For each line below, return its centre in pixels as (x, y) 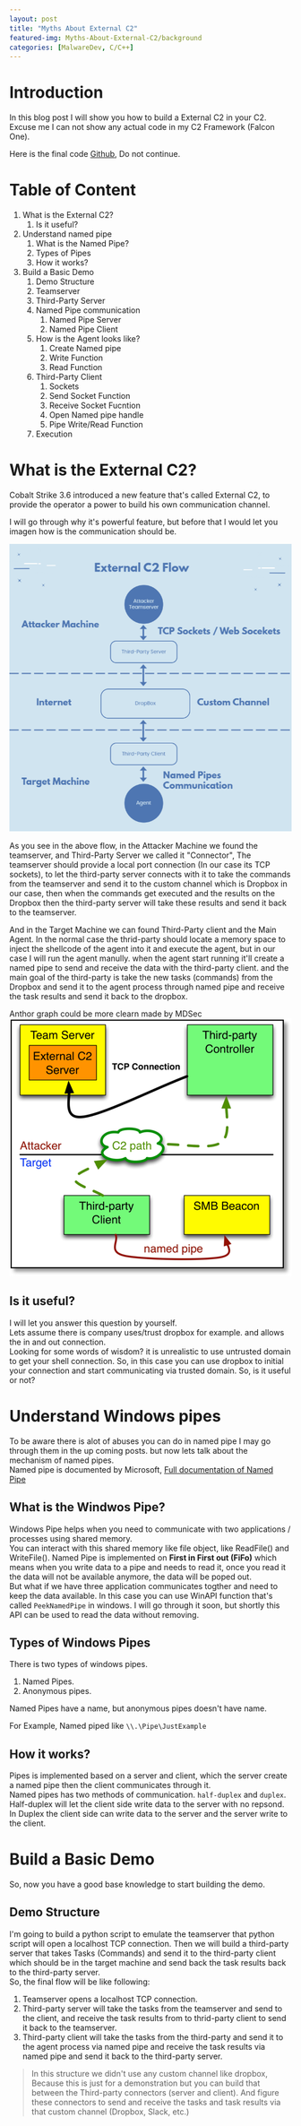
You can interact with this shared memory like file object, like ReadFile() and (149, 1548)
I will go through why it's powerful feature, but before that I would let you (144, 522)
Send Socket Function (90, 396)
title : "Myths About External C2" (74, 28)
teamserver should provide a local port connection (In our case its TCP (140, 864)
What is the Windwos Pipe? (87, 1507)
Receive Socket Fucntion (95, 406)
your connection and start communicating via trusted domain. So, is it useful (150, 1370)
